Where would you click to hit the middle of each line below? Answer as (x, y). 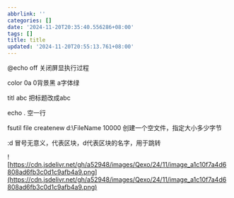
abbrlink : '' (27, 14)
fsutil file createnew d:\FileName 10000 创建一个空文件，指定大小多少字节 (115, 128)
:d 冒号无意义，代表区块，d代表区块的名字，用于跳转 (84, 143)
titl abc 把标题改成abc (39, 98)
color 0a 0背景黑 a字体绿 (43, 83)
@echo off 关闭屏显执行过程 (48, 68)
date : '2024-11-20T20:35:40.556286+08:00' (71, 27)
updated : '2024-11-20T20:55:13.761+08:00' (71, 47)
